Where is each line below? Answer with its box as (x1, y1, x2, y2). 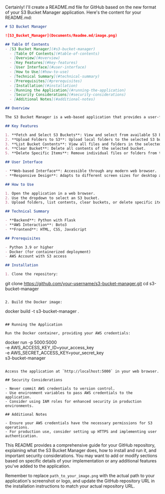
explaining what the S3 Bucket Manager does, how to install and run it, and (5, 448, 157, 453)
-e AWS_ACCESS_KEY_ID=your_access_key (5, 345, 94, 350)
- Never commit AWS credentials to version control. (5, 386, 115, 391)
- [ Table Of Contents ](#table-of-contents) (9, 51, 100, 56)
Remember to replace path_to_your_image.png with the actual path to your (5, 473, 155, 478)
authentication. (5, 433, 38, 438)
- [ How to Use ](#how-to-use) (9, 69, 69, 74)
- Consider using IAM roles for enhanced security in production (5, 399, 141, 404)
